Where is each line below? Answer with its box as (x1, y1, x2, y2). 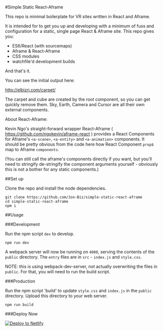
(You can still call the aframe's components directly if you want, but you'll (5, 156, 152, 162)
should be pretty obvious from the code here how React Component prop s (5, 141, 154, 147)
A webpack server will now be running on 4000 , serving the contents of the (5, 249, 155, 255)
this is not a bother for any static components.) (5, 166, 99, 172)
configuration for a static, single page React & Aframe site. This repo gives (5, 28, 154, 34)
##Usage (5, 212, 24, 218)
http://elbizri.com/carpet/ (5, 87, 56, 92)
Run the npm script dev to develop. (5, 231, 74, 237)
